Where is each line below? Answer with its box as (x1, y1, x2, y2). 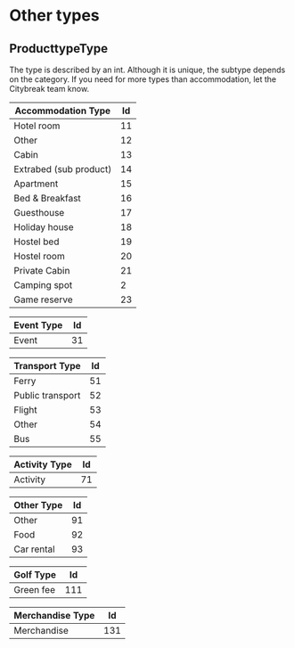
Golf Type (13, 569, 56, 580)
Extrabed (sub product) (13, 163, 112, 175)
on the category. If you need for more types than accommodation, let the (9, 74, 277, 85)
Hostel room (13, 250, 65, 262)
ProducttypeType (9, 41, 109, 56)
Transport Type (13, 360, 82, 372)
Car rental (13, 543, 55, 555)
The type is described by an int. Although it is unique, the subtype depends (9, 64, 286, 75)
